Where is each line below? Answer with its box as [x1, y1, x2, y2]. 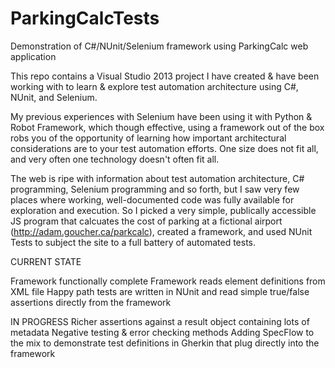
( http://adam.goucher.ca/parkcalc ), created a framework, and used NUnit [10, 225, 313, 237]
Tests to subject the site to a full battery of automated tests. [10, 236, 257, 248]
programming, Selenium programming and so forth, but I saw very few [10, 183, 300, 195]
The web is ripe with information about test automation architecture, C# [10, 172, 305, 184]
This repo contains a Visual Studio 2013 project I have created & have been [10, 70, 320, 82]
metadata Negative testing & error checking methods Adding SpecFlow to [10, 326, 315, 338]
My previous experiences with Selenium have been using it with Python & [10, 110, 313, 122]
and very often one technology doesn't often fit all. [10, 153, 220, 165]
